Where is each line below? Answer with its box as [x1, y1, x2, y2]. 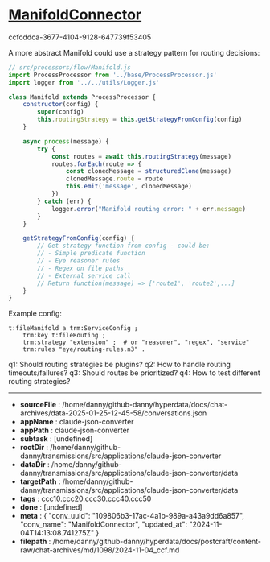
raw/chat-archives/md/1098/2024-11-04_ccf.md [19, 545, 180, 555]
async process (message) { [22, 137, 110, 146]
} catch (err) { [37, 197, 92, 205]
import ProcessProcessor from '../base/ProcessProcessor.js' [8, 71, 218, 79]
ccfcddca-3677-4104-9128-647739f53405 [8, 32, 152, 42]
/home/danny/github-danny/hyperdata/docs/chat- [61, 400, 228, 410]
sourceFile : [19, 400, 61, 410]
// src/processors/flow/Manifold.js [8, 63, 131, 72]
